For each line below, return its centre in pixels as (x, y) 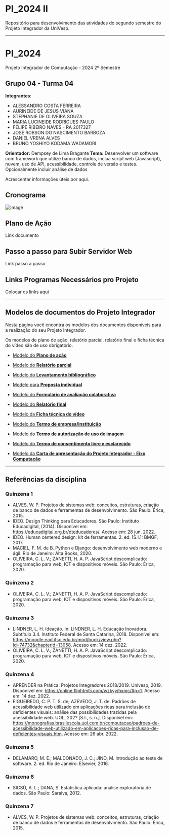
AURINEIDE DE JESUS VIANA (43, 111)
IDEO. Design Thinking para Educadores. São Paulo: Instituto (76, 521)
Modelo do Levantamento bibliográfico (54, 375)
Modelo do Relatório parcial (42, 365)
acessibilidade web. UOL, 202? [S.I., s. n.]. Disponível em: (73, 718)
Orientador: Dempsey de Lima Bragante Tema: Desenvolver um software (82, 153)
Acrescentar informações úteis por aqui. (47, 179)
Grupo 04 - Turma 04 (39, 83)
